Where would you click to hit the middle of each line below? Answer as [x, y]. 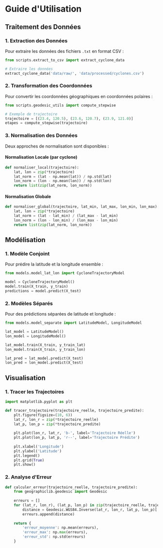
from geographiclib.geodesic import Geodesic [61, 492]
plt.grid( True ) [29, 460]
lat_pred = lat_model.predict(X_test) [44, 358]
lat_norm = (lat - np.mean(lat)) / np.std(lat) [63, 176]
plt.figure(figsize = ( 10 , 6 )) [43, 415]
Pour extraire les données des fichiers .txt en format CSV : [64, 51]
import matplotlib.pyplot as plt [39, 402]
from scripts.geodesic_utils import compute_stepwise [61, 105]
